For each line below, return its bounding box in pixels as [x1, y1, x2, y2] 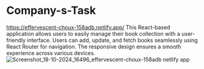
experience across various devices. [6, 49, 96, 56]
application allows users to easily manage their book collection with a [6, 30, 181, 37]
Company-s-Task [6, 4, 96, 18]
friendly [6, 36, 26, 44]
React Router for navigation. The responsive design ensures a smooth [6, 43, 181, 50]
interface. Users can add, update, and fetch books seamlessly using [27, 36, 198, 44]
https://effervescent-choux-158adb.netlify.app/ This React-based [6, 24, 171, 31]
